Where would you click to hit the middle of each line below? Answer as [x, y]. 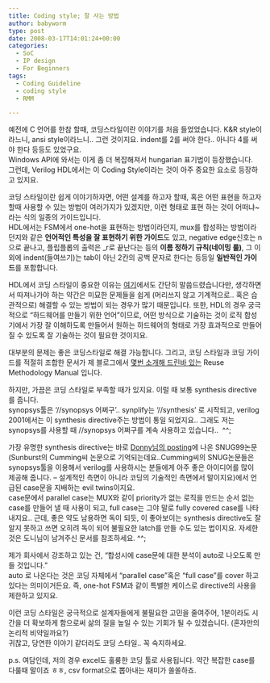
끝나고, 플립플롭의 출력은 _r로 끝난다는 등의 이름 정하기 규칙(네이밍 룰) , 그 [137, 248]
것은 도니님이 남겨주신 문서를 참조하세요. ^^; [77, 538]
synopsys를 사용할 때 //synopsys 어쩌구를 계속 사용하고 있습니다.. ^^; [120, 430]
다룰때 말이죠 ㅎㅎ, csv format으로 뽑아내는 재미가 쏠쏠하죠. [102, 670]
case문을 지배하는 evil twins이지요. [79, 488]
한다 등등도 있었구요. [49, 149]
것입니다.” [32, 565]
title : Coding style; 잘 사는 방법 [64, 16]
